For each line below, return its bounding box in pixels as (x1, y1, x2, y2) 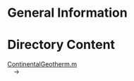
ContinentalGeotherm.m (7, 60, 78, 68)
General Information (7, 5, 128, 21)
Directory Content (7, 37, 115, 53)
